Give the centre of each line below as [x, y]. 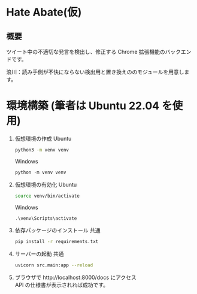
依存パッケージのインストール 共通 [57, 231]
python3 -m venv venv [42, 150]
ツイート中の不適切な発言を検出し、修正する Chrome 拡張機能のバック [94, 52]
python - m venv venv [40, 172]
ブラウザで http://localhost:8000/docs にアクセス [75, 278]
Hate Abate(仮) [44, 12]
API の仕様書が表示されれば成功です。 [62, 285]
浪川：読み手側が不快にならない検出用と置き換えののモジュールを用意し [95, 72]
